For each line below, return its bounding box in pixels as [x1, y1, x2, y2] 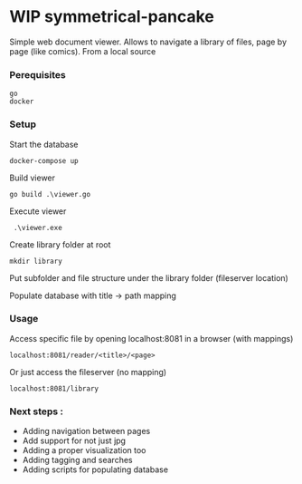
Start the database [9, 139, 79, 150]
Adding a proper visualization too [22, 445, 146, 456]
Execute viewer [9, 206, 67, 217]
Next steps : [9, 405, 64, 418]
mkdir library [9, 257, 63, 266]
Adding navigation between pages [22, 426, 151, 437]
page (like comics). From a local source [9, 45, 156, 56]
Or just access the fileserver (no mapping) [9, 366, 167, 377]
